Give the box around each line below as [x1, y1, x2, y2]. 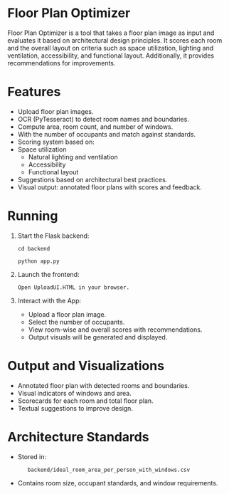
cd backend [17, 245, 50, 252]
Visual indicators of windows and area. [17, 389, 132, 397]
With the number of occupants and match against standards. [17, 130, 196, 138]
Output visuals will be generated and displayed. [28, 332, 168, 341]
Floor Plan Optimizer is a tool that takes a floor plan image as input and [7, 28, 215, 37]
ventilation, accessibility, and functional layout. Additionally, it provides [7, 51, 215, 60]
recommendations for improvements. [7, 58, 116, 67]
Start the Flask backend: [17, 231, 90, 240]
